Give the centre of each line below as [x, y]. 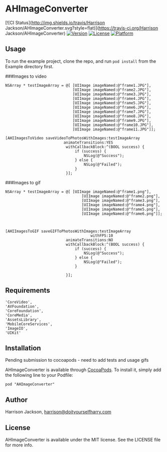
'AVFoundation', [22, 307]
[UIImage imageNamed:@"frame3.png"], [121, 200]
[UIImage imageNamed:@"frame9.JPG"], [112, 120]
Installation [23, 348]
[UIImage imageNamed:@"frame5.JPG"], [112, 103]
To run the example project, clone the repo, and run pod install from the [81, 61]
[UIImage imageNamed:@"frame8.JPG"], [112, 116]
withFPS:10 [102, 236]
